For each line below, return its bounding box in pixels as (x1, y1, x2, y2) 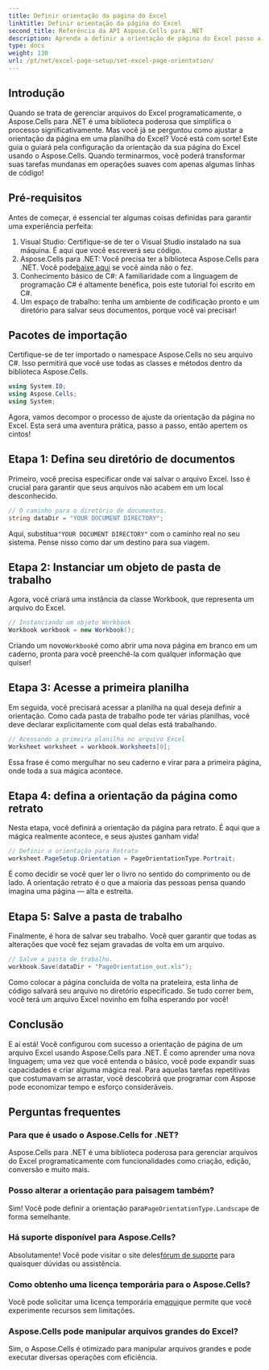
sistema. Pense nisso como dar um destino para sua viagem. (8, 537, 210, 547)
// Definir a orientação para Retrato (8, 847, 139, 855)
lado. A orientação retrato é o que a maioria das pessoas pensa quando (8, 878, 246, 888)
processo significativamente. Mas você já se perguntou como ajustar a (8, 125, 243, 135)
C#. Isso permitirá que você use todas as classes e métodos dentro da (8, 358, 243, 368)
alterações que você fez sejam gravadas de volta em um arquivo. (8, 940, 226, 949)
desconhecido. (8, 490, 58, 500)
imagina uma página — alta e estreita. (8, 887, 134, 896)
